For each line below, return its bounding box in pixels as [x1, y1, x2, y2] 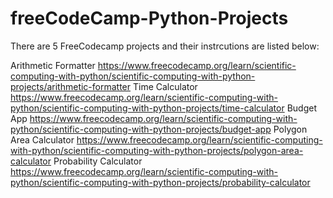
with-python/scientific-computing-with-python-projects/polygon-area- [10, 144, 304, 156]
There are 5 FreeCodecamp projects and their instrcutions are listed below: [10, 40, 320, 52]
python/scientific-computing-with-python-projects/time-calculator [10, 102, 285, 114]
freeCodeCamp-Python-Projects [10, 7, 289, 30]
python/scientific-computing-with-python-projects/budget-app [10, 123, 272, 135]
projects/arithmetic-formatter [10, 80, 132, 92]
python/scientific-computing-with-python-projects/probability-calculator [10, 176, 311, 188]
